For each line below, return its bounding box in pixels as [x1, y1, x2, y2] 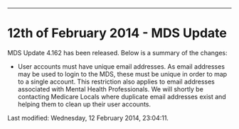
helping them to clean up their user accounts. [17, 100, 152, 108]
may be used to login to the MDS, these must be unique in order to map [17, 69, 228, 78]
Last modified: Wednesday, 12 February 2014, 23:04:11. [7, 113, 169, 122]
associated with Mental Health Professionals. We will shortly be [17, 84, 204, 93]
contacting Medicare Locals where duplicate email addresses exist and [17, 92, 226, 101]
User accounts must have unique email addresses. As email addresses [17, 62, 225, 71]
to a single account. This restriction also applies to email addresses [17, 77, 215, 86]
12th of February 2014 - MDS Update [7, 26, 228, 41]
